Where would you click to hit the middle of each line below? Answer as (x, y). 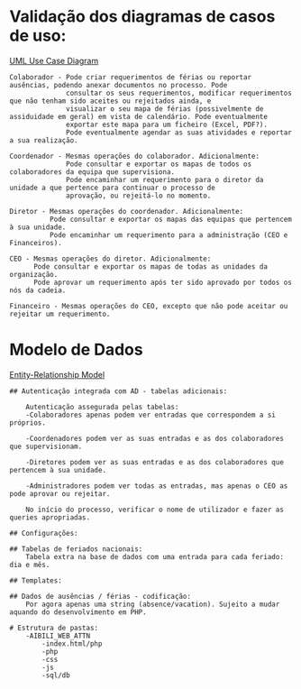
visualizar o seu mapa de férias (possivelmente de (165, 109)
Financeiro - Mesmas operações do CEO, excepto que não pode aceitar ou (149, 306)
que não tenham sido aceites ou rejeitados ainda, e (110, 101)
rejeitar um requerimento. (60, 314)
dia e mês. (30, 565)
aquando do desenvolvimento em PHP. (78, 612)
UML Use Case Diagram (54, 60)
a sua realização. (44, 140)
